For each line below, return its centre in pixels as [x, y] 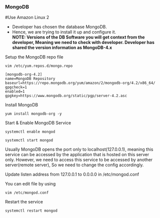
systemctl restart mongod [31, 211]
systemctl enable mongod [30, 132]
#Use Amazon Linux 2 [27, 18]
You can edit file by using [30, 184]
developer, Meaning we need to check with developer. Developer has [83, 42]
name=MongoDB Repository [30, 79]
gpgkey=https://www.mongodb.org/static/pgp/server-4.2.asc [66, 96]
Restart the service [24, 202]
